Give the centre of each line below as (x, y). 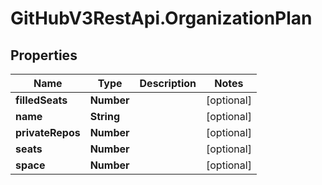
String (104, 116)
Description (168, 83)
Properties (44, 55)
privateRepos (48, 132)
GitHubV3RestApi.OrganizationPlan (161, 18)
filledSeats (41, 100)
